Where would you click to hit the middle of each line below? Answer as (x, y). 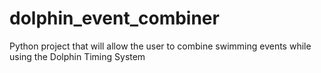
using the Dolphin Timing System (77, 56)
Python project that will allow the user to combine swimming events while (160, 46)
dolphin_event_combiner (114, 18)
